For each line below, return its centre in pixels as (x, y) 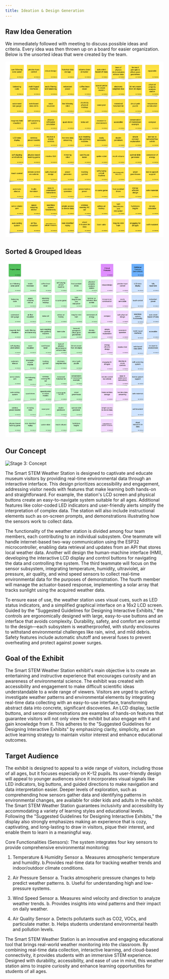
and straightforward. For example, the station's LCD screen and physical (80, 495)
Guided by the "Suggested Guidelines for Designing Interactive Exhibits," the (84, 610)
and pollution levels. (33, 930)
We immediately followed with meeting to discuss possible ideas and (76, 44)
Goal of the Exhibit (35, 658)
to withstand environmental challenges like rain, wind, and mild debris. (78, 632)
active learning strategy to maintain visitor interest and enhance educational (84, 735)
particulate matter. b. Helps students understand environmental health (85, 924)
